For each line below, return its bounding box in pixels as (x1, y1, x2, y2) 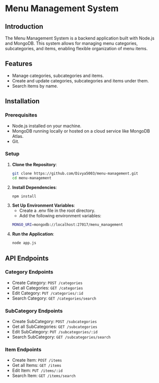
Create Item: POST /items (12, 357, 62, 363)
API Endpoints (5, 254, 49, 262)
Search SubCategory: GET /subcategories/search (12, 334, 111, 340)
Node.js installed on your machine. (12, 123, 81, 129)
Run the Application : (12, 231, 54, 237)
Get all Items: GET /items (12, 363, 62, 368)
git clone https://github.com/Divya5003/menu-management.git (12, 171, 139, 176)
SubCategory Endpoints (5, 307, 63, 314)
